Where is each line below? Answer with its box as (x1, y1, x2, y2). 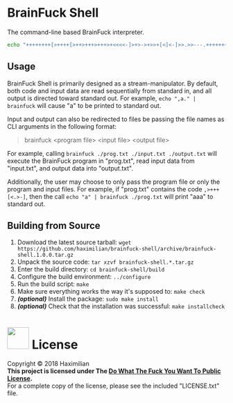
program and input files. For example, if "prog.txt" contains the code (7, 184, 202, 193)
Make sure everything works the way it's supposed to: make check (17, 287, 205, 296)
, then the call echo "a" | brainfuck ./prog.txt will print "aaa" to (25, 192, 214, 200)
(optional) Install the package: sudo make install (17, 294, 159, 303)
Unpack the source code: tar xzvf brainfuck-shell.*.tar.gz (17, 258, 194, 266)
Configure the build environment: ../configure (17, 273, 151, 281)
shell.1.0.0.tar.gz (17, 252, 74, 259)
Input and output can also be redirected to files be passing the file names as (7, 115, 225, 123)
